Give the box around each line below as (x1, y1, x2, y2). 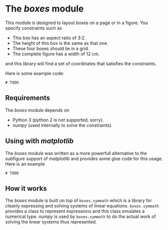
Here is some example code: (5, 70, 64, 76)
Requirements (5, 94, 50, 102)
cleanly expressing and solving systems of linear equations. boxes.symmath (5, 203, 159, 209)
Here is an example (5, 161, 45, 167)
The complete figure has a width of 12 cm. (12, 51, 100, 57)
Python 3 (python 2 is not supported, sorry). (12, 117, 104, 123)
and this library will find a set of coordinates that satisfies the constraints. (5, 60, 157, 66)
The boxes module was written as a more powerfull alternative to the (5, 150, 147, 156)
